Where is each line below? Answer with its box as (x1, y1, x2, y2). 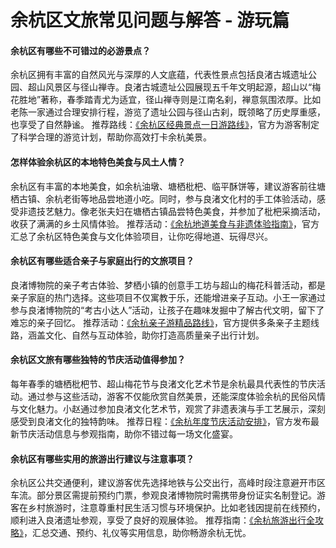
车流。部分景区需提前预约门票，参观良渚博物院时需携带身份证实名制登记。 (10, 489, 317, 501)
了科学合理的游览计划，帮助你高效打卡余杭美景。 (10, 131, 212, 143)
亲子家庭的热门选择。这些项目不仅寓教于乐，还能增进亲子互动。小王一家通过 (10, 291, 326, 303)
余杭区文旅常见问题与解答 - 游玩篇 (10, 9, 290, 32)
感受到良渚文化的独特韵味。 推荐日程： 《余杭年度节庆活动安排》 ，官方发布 (10, 416, 311, 427)
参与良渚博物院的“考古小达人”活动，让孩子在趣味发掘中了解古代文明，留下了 (10, 304, 325, 316)
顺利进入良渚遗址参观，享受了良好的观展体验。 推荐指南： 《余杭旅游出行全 (10, 514, 315, 526)
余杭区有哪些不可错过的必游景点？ (10, 44, 151, 56)
